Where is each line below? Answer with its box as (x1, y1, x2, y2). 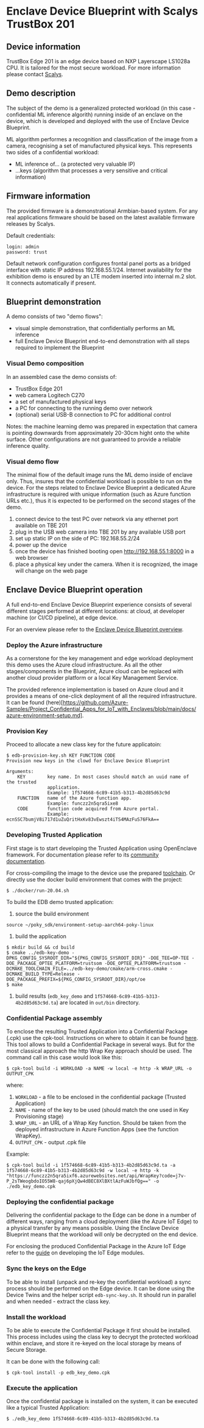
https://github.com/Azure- (63, 699, 129, 706)
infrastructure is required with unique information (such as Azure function (6, 490, 191, 498)
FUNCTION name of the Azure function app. (17, 795, 132, 802)
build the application (15, 932, 67, 939)
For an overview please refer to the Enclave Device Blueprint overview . (6, 626, 184, 633)
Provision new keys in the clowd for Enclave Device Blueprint (6, 758, 171, 764)
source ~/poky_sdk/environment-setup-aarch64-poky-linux (6, 922, 154, 928)
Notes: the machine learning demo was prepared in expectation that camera (6, 422, 198, 430)
